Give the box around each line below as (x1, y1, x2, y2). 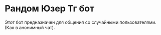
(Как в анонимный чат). (5, 24, 55, 30)
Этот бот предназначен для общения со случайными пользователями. (5, 19, 156, 25)
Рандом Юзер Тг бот (5, 3, 95, 14)
